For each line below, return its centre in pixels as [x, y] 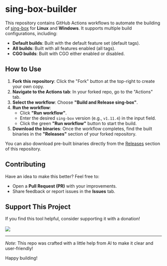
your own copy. [28, 86]
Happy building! [21, 258]
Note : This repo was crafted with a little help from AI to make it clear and [79, 243]
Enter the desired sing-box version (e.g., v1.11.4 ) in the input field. [88, 118]
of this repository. [23, 149]
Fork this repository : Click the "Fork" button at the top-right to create [83, 81]
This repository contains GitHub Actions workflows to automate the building [83, 23]
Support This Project [38, 207]
